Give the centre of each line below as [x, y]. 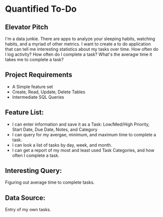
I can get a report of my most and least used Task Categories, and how [83, 150]
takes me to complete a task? [35, 59]
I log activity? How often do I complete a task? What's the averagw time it [79, 54]
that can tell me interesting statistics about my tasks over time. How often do [82, 49]
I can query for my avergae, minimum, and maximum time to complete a [84, 134]
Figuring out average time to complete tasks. [50, 182]
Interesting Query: [34, 171]
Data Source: [25, 198]
